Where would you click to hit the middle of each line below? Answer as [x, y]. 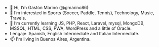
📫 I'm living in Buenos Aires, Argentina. [50, 39]
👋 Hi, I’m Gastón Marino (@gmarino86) [49, 8]
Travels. [18, 18]
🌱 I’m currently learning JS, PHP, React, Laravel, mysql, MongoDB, [77, 23]
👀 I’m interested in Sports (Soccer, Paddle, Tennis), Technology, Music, [82, 13]
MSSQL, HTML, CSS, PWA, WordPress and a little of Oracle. [71, 28]
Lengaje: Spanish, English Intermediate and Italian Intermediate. [75, 34]
